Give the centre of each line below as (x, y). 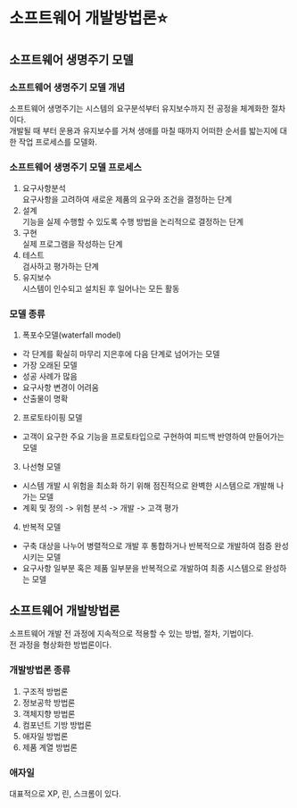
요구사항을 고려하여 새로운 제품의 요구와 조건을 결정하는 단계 (127, 200)
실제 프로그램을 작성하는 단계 (72, 244)
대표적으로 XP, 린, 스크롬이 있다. (66, 793)
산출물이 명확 (45, 399)
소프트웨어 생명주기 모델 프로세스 (76, 167)
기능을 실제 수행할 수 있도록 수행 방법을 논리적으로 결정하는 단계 (132, 222)
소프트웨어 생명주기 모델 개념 (67, 87)
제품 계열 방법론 (49, 747)
